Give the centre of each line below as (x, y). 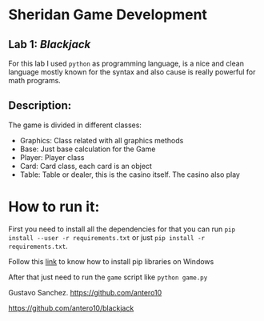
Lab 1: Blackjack (50, 44)
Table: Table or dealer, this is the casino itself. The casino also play (130, 175)
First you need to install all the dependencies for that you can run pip (122, 229)
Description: (40, 106)
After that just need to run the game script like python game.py (108, 277)
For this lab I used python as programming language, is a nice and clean (126, 63)
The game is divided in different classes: (75, 125)
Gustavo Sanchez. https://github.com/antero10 (85, 292)
